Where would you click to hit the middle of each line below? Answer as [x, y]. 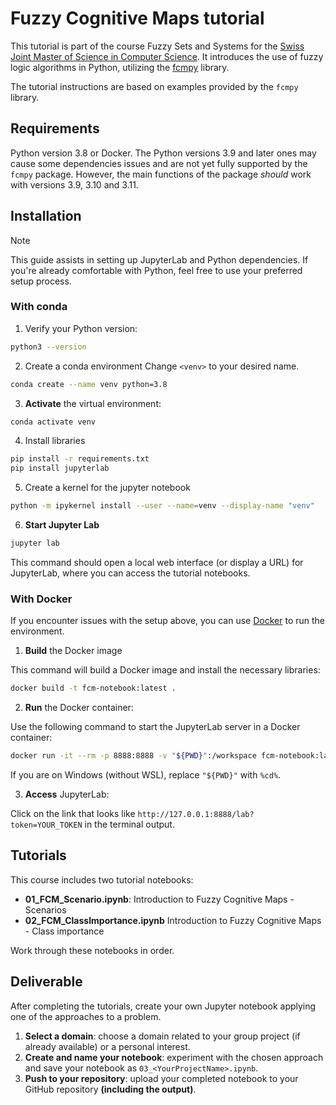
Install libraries [55, 441]
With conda [39, 307]
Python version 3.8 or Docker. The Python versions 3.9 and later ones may [163, 153]
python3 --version [48, 347]
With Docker [41, 599]
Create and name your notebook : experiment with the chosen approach [174, 1057]
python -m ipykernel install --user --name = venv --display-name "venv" [162, 506]
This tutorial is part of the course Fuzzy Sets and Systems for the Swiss [157, 46]
